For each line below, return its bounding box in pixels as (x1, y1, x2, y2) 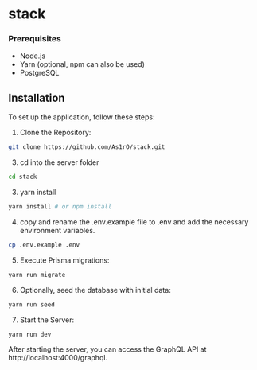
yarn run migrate (8, 271, 66, 278)
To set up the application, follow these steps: (8, 112, 155, 122)
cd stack (8, 173, 37, 181)
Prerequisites (8, 33, 61, 45)
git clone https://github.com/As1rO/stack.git (8, 143, 165, 151)
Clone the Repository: (19, 128, 92, 138)
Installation (8, 91, 65, 104)
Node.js (19, 51, 46, 60)
